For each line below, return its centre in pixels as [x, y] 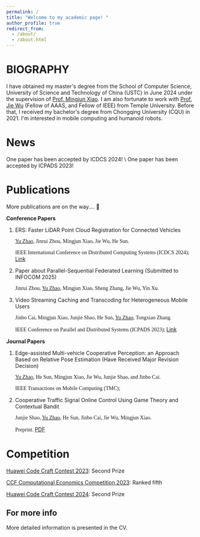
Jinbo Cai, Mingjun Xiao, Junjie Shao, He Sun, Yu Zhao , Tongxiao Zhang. [93, 318]
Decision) [27, 365]
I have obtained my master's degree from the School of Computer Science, [99, 86]
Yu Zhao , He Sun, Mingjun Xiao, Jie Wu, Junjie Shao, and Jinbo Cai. [88, 377]
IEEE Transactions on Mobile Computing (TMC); [68, 388]
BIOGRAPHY [38, 70]
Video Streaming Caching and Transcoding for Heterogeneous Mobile [101, 300]
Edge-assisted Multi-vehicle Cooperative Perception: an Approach [97, 353]
